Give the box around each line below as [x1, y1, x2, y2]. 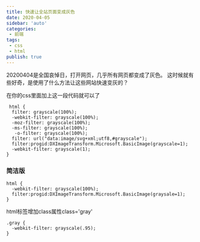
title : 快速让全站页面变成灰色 [6, 8, 75, 15]
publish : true [6, 54, 42, 60]
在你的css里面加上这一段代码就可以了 [6, 91, 100, 99]
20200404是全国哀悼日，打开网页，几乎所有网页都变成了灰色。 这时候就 [6, 71, 189, 79]
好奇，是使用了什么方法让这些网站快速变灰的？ [11, 79, 128, 86]
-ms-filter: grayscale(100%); [12, 125, 88, 131]
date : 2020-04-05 [6, 15, 50, 21]
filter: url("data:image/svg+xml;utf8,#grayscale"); [12, 136, 148, 142]
